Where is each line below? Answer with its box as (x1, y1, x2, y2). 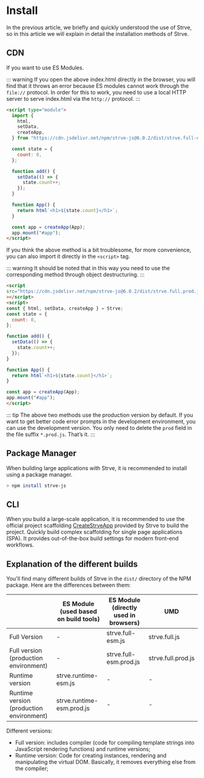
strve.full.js (148, 633, 180, 641)
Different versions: (6, 727, 53, 735)
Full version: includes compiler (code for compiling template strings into (15, 739, 195, 746)
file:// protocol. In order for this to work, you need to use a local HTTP (6, 89, 186, 96)
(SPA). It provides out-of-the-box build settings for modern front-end (6, 535, 179, 542)
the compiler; (15, 765, 49, 772)
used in (113, 611, 135, 619)
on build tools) (56, 615, 100, 623)
